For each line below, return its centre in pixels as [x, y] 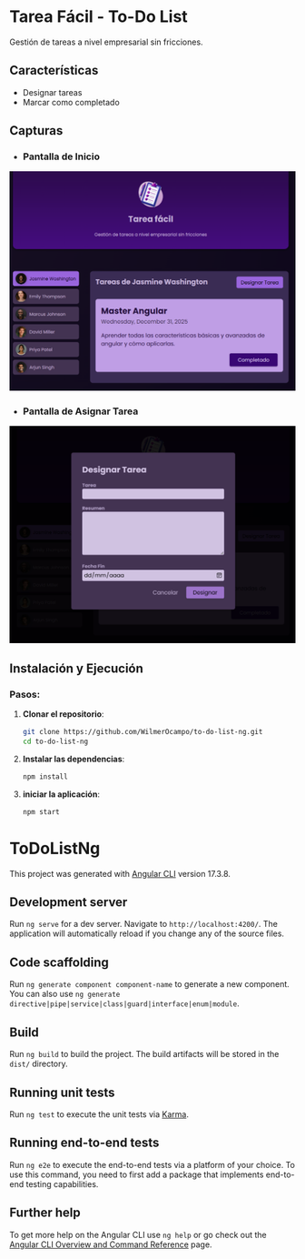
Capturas [36, 131]
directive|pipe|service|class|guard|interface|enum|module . [124, 1003]
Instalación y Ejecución [76, 668]
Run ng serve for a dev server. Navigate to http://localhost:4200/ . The [144, 924]
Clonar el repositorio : [63, 714]
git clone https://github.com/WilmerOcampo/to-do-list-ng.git [143, 732]
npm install [45, 776]
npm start [41, 811]
